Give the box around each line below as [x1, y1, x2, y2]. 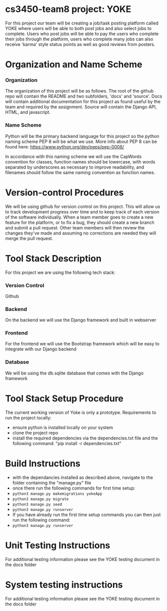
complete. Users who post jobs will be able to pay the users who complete [5, 30, 159, 36]
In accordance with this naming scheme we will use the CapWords [5, 153, 142, 159]
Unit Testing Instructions [5, 539, 110, 551]
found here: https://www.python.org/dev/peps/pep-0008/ [5, 143, 124, 149]
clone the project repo [12, 429, 58, 435]
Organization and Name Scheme [5, 59, 142, 70]
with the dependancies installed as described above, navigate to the [12, 474, 153, 480]
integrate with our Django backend [5, 346, 76, 352]
